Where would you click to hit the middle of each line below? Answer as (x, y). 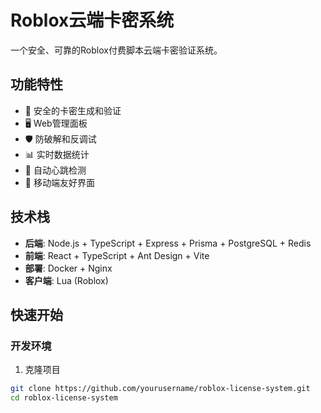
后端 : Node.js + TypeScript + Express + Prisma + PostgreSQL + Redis (168, 243)
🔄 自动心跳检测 (55, 170)
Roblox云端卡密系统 (92, 20)
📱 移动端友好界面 (59, 182)
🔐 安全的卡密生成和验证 (73, 110)
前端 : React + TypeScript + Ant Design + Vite (117, 255)
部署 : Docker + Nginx (68, 268)
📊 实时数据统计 (57, 154)
